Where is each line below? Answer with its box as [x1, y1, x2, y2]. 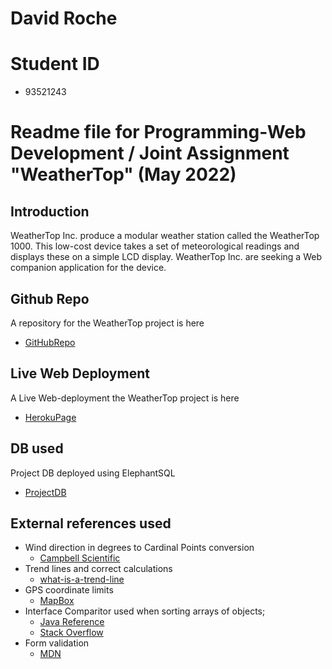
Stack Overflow [39, 627, 104, 639]
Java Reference [39, 616, 105, 628]
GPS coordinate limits [24, 584, 114, 596]
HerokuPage [24, 411, 77, 423]
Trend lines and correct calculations [24, 563, 173, 575]
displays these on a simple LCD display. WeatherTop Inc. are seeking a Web [10, 251, 322, 263]
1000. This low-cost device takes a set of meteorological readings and [10, 240, 300, 252]
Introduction [10, 203, 90, 220]
